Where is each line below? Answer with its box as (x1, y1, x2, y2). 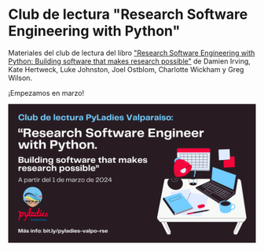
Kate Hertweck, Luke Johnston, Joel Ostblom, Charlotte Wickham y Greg (8, 64, 244, 74)
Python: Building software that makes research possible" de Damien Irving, (8, 56, 251, 66)
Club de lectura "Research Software (8, 5, 248, 24)
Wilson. (8, 73, 33, 82)
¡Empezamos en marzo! (8, 88, 85, 97)
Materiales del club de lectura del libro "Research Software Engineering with (8, 48, 255, 57)
